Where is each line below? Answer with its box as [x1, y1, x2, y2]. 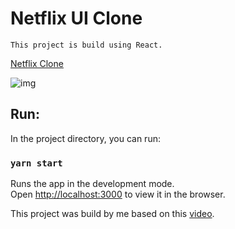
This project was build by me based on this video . [10, 208, 215, 220]
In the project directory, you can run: [10, 132, 161, 144]
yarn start [10, 157, 63, 169]
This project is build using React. [10, 40, 163, 50]
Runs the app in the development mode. [10, 178, 175, 190]
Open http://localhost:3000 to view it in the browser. [10, 188, 226, 201]
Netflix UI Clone [10, 7, 143, 30]
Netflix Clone [10, 57, 64, 69]
